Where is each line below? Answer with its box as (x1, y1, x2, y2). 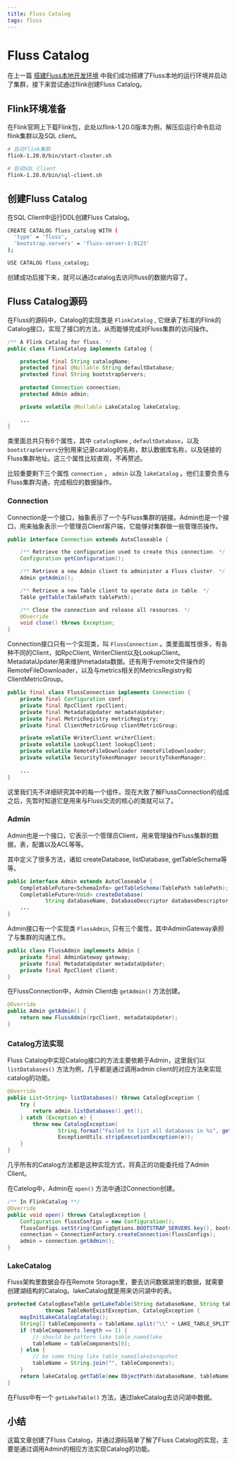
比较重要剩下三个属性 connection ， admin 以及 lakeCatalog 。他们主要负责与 (7, 470, 230, 478)
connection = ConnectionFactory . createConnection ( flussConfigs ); (20, 1231, 217, 1238)
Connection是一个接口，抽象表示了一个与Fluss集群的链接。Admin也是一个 (7, 513, 224, 522)
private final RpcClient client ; (20, 967, 119, 974)
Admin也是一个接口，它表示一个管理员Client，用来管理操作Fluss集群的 (7, 831, 213, 840)
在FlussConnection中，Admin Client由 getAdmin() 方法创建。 (7, 987, 185, 995)
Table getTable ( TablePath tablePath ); (20, 594, 134, 601)
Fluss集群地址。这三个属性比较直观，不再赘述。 (7, 454, 147, 462)
